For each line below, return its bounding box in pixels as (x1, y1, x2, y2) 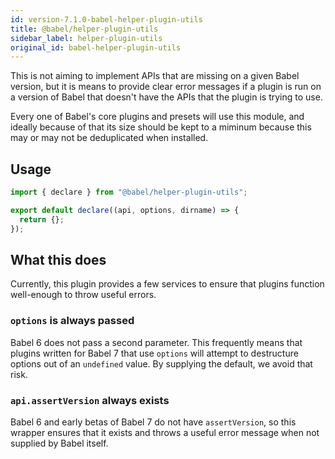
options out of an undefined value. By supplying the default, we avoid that (10, 357, 313, 370)
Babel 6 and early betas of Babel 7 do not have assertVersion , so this (10, 416, 297, 428)
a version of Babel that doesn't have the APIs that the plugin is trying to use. (10, 91, 323, 103)
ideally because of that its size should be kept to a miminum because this (10, 121, 312, 133)
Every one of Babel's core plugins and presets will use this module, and (10, 111, 305, 123)
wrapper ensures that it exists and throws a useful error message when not (10, 426, 320, 438)
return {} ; (19, 214, 65, 225)
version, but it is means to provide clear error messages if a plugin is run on (10, 81, 322, 93)
